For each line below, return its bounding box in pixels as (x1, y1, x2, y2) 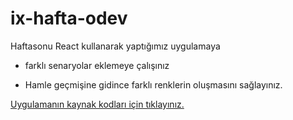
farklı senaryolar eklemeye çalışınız (24, 59, 170, 71)
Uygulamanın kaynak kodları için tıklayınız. (10, 98, 185, 110)
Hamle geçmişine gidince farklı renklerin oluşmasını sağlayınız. (24, 78, 283, 91)
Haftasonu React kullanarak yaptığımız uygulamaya (10, 40, 221, 52)
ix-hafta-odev (10, 7, 128, 30)
